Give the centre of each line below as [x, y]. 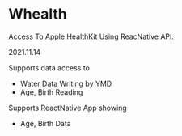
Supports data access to [49, 68]
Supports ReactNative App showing [68, 108]
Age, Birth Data [45, 123]
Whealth [38, 14]
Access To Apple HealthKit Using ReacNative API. [91, 36]
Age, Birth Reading [51, 92]
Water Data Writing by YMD [66, 83]
